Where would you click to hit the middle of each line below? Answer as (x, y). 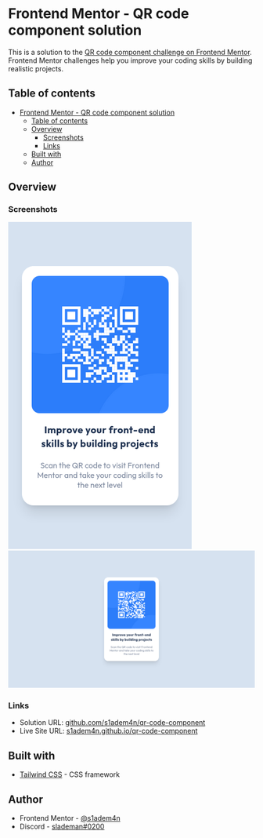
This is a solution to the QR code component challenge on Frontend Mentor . (130, 52)
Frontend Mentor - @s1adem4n (70, 818)
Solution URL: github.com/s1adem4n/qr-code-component (112, 723)
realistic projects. (36, 68)
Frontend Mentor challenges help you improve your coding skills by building (130, 60)
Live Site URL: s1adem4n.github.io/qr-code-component (108, 731)
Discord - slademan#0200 (62, 826)
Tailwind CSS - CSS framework (69, 774)
